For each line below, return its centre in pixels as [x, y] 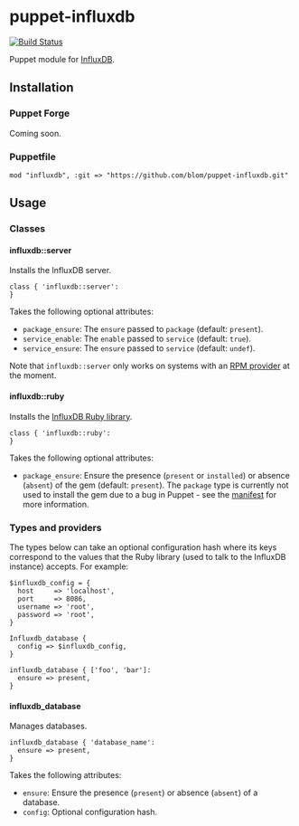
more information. [56, 504]
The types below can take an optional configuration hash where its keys [143, 547]
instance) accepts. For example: [69, 566]
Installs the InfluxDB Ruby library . [71, 416]
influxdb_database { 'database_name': [82, 743]
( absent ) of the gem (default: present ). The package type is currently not [155, 485]
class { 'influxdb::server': [64, 287]
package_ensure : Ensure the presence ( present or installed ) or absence [156, 475]
